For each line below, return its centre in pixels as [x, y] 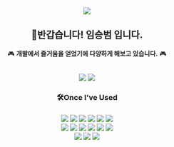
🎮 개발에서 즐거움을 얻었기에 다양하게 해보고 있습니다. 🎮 [87, 54]
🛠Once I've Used [87, 97]
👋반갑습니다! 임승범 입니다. [87, 35]
